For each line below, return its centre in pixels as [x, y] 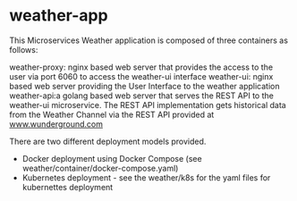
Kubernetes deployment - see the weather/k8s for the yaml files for [146, 177]
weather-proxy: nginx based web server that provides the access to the [141, 67]
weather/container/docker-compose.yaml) [100, 168]
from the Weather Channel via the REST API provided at [112, 114]
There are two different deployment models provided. [108, 141]
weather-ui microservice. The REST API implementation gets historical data [148, 105]
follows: [24, 49]
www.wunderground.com [56, 124]
